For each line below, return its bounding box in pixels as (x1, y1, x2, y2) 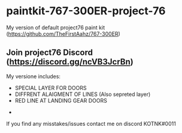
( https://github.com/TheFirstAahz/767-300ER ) (6, 30, 121, 37)
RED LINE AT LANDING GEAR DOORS (14, 97, 108, 104)
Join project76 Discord (6, 48, 93, 58)
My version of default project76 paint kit (6, 24, 105, 31)
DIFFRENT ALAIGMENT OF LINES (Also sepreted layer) (14, 91, 151, 98)
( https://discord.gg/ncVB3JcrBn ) (6, 57, 134, 67)
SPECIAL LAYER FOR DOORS (14, 84, 87, 91)
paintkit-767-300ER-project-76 (6, 4, 166, 18)
